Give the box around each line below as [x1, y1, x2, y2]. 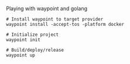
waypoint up [6, 52, 35, 58]
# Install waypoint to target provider [6, 16, 104, 22]
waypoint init [6, 37, 41, 43]
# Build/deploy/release [6, 47, 64, 53]
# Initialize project [6, 32, 59, 38]
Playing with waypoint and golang [6, 5, 88, 12]
